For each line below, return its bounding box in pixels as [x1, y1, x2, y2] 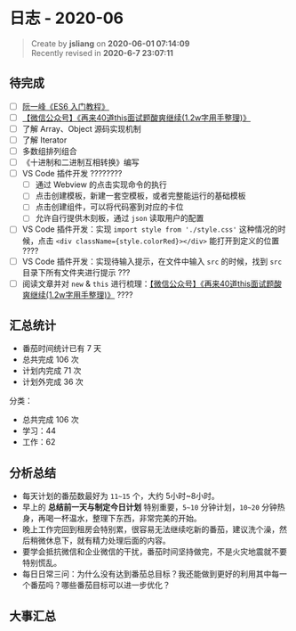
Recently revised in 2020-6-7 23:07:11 [30, 47, 173, 58]
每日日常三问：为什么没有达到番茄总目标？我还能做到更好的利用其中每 [21, 569, 280, 579]
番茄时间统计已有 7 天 [21, 343, 102, 354]
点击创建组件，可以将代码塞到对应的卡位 [35, 201, 184, 212]
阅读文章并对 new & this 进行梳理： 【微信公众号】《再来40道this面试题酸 [21, 278, 283, 289]
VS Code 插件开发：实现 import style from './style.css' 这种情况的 [21, 224, 278, 234]
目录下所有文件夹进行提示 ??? [21, 266, 131, 277]
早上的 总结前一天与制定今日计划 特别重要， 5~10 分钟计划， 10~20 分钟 [21, 502, 277, 512]
